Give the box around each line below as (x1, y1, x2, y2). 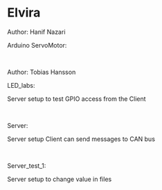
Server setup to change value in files (7, 175, 112, 183)
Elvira (7, 5, 41, 21)
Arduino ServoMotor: (7, 41, 67, 49)
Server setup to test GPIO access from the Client (7, 95, 147, 103)
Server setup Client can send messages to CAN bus (7, 135, 156, 143)
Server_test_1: (7, 161, 46, 170)
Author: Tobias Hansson (7, 68, 76, 76)
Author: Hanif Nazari (7, 28, 66, 36)
